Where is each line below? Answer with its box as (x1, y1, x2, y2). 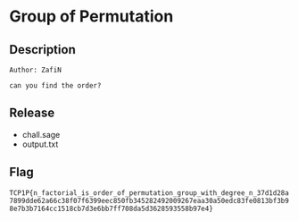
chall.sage (21, 129, 61, 140)
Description (9, 42, 76, 57)
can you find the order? (9, 81, 102, 90)
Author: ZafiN (9, 65, 62, 74)
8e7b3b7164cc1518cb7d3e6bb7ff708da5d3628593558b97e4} (9, 204, 214, 213)
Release (9, 106, 55, 121)
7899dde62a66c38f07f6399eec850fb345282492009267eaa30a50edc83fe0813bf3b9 (9, 196, 290, 205)
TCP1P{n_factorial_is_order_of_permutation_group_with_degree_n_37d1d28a (9, 188, 290, 198)
